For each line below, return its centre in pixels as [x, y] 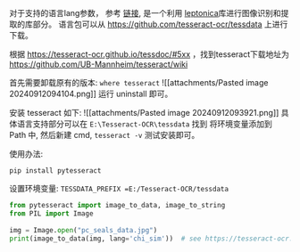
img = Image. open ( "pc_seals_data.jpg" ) [83, 230]
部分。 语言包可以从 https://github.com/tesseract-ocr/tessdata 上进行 [160, 24]
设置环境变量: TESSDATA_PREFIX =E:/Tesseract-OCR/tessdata [119, 188]
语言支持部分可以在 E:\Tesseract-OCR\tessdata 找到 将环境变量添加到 [144, 124]
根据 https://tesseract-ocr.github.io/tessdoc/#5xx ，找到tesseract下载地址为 [150, 54]
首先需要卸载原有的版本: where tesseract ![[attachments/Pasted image [139, 82]
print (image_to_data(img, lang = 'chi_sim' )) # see [105, 239]
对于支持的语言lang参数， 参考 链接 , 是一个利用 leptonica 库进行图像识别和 [145, 13]
